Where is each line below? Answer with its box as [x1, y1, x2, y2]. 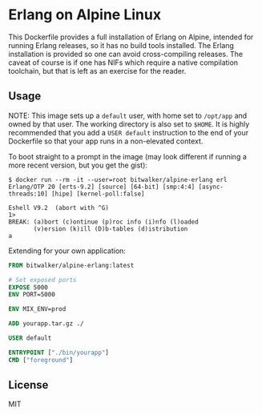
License [8, 378, 49, 392]
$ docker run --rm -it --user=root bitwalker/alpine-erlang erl [8, 175, 228, 183]
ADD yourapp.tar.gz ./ [8, 320, 84, 328]
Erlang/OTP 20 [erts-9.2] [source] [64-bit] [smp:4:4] [8, 183, 195, 191]
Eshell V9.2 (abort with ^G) [8, 203, 110, 212]
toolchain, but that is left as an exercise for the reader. [8, 66, 187, 75]
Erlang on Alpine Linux [8, 6, 162, 24]
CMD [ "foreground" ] [8, 356, 74, 364]
